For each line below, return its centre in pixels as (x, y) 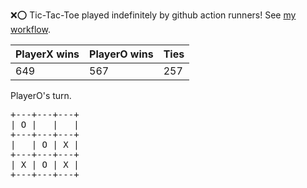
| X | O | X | (45, 164)
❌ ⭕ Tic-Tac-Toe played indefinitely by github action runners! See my (153, 15)
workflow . (30, 29)
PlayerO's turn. (41, 95)
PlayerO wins (121, 54)
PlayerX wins (47, 54)
